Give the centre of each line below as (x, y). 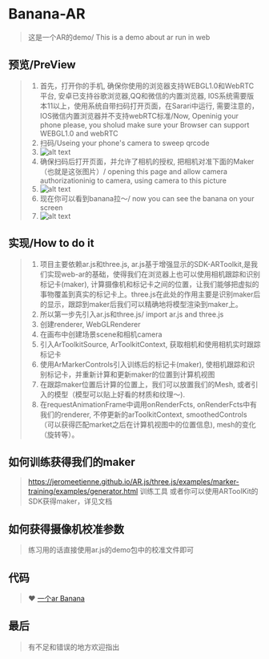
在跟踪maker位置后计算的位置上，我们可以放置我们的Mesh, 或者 (145, 384)
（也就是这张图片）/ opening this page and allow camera (134, 171)
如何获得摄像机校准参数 (66, 529)
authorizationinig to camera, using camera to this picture (133, 180)
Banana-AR (47, 14)
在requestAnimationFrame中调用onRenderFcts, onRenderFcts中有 (149, 404)
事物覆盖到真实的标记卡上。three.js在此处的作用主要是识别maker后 (150, 294)
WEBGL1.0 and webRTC (79, 133)
